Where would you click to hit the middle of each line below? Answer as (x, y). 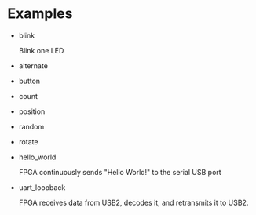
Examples (40, 14)
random (31, 126)
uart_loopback (42, 187)
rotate (28, 141)
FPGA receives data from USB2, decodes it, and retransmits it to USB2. (133, 202)
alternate (33, 66)
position (32, 111)
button (29, 81)
